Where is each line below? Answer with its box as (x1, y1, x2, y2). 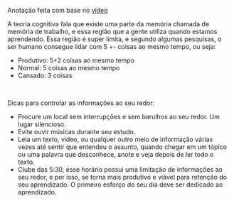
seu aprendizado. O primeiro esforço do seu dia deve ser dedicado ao (17, 180, 223, 189)
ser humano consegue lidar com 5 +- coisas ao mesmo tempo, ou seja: (7, 43, 216, 50)
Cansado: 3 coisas (17, 71, 73, 79)
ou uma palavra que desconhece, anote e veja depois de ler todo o (17, 150, 214, 158)
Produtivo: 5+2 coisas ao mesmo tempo (17, 56, 135, 65)
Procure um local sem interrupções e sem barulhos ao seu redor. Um (17, 113, 220, 121)
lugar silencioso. (17, 120, 66, 128)
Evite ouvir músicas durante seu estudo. (17, 128, 136, 136)
